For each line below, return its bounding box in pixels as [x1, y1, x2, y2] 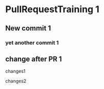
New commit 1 [5, 24, 51, 33]
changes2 [5, 78, 27, 84]
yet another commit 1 [5, 39, 59, 46]
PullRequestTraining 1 [5, 4, 100, 15]
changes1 [5, 68, 26, 74]
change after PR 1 [5, 54, 63, 63]
